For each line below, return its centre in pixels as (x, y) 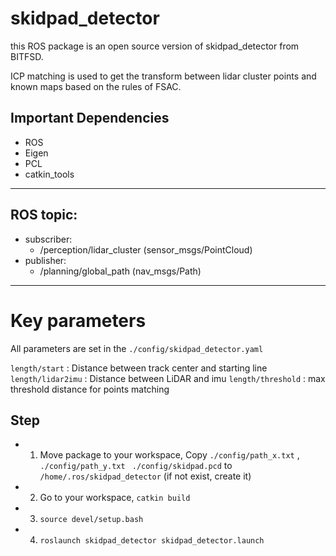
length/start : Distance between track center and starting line (139, 368)
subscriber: (48, 239)
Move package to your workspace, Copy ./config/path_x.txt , (169, 455)
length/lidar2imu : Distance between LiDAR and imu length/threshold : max (168, 378)
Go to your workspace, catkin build (115, 498)
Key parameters (78, 320)
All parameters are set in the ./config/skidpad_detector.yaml (137, 348)
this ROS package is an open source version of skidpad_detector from (155, 46)
